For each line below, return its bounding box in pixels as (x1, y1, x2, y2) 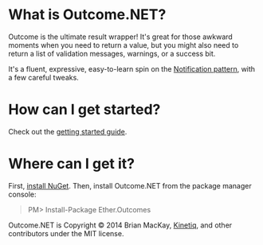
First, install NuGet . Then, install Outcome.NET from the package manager (8, 181, 253, 190)
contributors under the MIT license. (8, 228, 124, 238)
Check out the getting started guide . (8, 126, 128, 136)
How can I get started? (8, 101, 161, 119)
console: (8, 189, 37, 199)
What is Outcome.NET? (8, 6, 167, 24)
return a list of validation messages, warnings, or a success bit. (8, 49, 216, 58)
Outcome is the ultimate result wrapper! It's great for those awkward (8, 32, 233, 41)
